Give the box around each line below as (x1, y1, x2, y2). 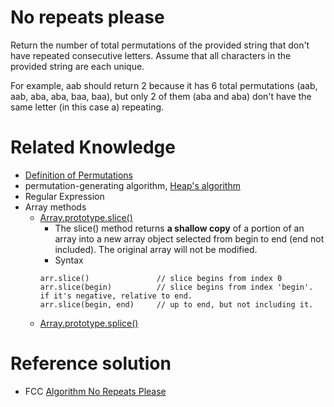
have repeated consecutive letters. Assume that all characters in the (10, 49, 292, 61)
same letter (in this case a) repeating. (10, 101, 165, 113)
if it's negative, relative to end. (39, 291, 193, 301)
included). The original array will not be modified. (54, 243, 258, 255)
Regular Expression (24, 190, 105, 202)
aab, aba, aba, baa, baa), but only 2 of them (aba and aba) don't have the (10, 90, 312, 102)
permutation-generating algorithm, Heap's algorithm (24, 179, 241, 191)
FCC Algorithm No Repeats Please (24, 385, 167, 397)
